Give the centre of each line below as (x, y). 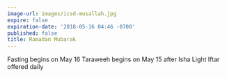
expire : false (28, 20)
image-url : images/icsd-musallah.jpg (62, 14)
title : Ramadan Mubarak (42, 40)
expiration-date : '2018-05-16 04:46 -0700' (71, 26)
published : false (32, 33)
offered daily (25, 67)
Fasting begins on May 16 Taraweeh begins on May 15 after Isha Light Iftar (113, 59)
